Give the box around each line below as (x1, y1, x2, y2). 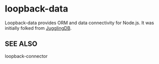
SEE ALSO (5, 40, 38, 48)
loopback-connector (5, 53, 48, 59)
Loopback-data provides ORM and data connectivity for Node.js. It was (5, 20, 154, 26)
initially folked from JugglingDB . (5, 25, 72, 31)
